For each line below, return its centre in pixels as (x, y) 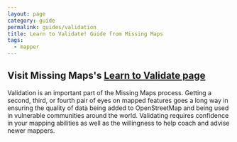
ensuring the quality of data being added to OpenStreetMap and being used (118, 108)
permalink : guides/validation (52, 27)
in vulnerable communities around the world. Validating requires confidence (118, 115)
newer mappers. (31, 130)
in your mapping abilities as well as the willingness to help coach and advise (118, 123)
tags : (15, 40)
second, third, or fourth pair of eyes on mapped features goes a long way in (118, 100)
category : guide (31, 21)
